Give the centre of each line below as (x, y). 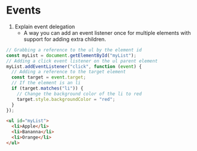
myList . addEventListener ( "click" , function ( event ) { (74, 66)
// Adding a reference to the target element (69, 72)
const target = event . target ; (49, 77)
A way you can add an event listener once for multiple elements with (107, 32)
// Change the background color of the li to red (80, 94)
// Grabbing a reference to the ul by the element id (74, 50)
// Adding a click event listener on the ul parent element (82, 61)
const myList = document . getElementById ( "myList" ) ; (71, 55)
